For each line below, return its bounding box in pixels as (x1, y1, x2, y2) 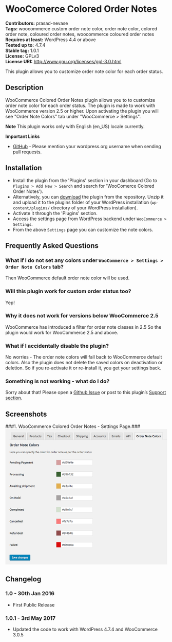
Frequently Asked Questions (5, 241, 99, 250)
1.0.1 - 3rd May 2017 (5, 614, 56, 621)
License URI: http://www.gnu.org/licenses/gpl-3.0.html (5, 58, 122, 64)
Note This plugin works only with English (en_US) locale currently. (5, 123, 145, 129)
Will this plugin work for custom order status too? (5, 288, 131, 295)
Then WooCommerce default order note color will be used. (5, 275, 130, 281)
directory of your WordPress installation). (51, 204, 138, 211)
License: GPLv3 (5, 52, 40, 59)
